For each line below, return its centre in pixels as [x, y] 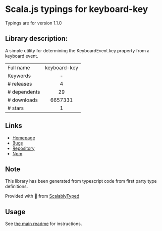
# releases [20, 84]
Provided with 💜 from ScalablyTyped [42, 196]
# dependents [24, 92]
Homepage [24, 137]
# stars [16, 108]
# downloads [23, 100]
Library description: [36, 39]
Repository [23, 148]
